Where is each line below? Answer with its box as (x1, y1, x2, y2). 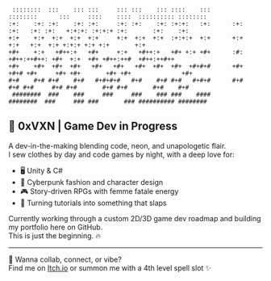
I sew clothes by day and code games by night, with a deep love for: (8, 149, 236, 159)
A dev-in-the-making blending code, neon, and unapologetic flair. (8, 140, 227, 150)
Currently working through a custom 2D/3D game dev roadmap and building (8, 213, 261, 223)
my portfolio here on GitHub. (8, 222, 103, 232)
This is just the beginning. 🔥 (8, 230, 102, 241)
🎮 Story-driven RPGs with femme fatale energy (19, 186, 179, 196)
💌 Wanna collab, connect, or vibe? (8, 254, 123, 264)
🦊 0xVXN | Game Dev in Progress (8, 120, 178, 133)
